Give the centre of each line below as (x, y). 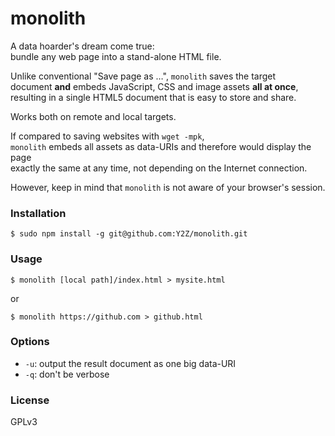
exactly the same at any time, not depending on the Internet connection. (159, 168)
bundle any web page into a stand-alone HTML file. (116, 56)
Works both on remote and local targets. (93, 116)
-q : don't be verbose (67, 374)
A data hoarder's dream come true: (82, 46)
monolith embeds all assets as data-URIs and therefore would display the (161, 146)
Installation (38, 213)
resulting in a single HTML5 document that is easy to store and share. (153, 97)
